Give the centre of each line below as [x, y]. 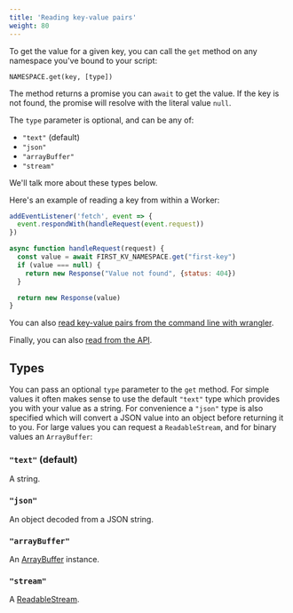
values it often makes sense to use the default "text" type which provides [145, 399]
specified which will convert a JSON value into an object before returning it [146, 418]
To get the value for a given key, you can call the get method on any [133, 51]
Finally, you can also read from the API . [81, 340]
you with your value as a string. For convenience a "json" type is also [136, 409]
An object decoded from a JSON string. [81, 519]
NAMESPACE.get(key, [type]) [61, 76]
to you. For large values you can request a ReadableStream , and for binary [143, 427]
